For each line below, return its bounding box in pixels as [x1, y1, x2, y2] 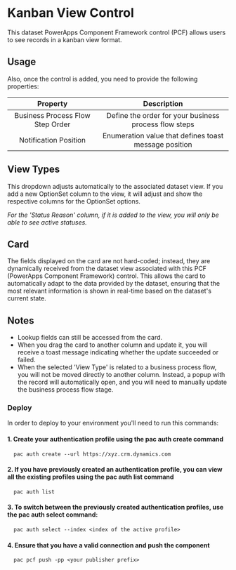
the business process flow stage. [17, 385, 114, 394]
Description [143, 98, 183, 108]
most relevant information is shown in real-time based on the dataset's [7, 286, 212, 296]
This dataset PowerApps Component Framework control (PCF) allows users [7, 28, 226, 37]
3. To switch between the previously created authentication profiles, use [7, 503, 224, 512]
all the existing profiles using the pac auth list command [7, 472, 174, 482]
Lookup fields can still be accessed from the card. [17, 333, 163, 342]
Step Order [34, 119, 71, 129]
